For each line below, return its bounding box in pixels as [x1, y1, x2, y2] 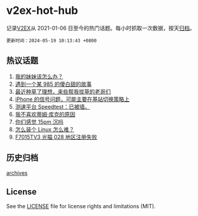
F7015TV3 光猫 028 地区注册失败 [15, 133, 97, 140]
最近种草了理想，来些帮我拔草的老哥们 [15, 88, 111, 95]
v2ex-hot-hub [6, 4, 79, 18]
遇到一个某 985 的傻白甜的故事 [15, 80, 92, 88]
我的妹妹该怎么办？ [15, 73, 64, 80]
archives [6, 169, 28, 176]
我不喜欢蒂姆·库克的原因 [15, 110, 76, 118]
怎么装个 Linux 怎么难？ [15, 125, 74, 133]
